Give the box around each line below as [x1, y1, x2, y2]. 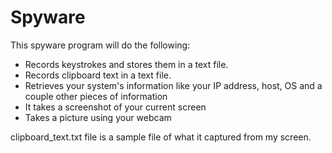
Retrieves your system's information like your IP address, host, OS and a [24, 79, 323, 91]
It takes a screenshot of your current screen [24, 101, 207, 113]
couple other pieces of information [24, 90, 168, 102]
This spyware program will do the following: [10, 39, 191, 51]
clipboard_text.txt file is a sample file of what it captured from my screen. [10, 131, 312, 143]
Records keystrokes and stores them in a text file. [24, 58, 229, 70]
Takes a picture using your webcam [24, 111, 172, 123]
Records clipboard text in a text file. [24, 69, 172, 81]
